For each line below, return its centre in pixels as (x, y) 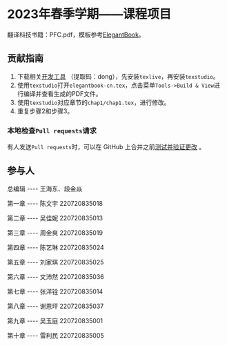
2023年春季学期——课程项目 (89, 14)
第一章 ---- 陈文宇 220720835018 (55, 203)
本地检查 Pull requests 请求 (52, 131)
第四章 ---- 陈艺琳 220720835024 (56, 247)
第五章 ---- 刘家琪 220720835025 (56, 262)
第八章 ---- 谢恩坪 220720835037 (56, 306)
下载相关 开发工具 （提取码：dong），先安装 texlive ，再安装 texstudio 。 (118, 76)
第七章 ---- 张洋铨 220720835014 (55, 291)
